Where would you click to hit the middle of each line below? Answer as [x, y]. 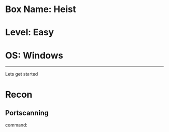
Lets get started [22, 74]
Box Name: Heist [41, 9]
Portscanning [27, 113]
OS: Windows [34, 55]
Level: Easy [30, 32]
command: [16, 125]
